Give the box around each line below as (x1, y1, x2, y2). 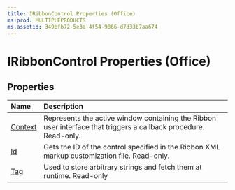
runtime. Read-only (43, 171, 108, 181)
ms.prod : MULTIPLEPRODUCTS (7, 17, 86, 24)
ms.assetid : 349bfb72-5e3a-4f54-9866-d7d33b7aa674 (7, 23, 158, 30)
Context (10, 122, 37, 132)
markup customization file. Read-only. (43, 151, 170, 161)
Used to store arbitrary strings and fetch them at (43, 162, 202, 172)
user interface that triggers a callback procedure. (43, 122, 205, 132)
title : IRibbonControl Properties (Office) (7, 10, 136, 17)
